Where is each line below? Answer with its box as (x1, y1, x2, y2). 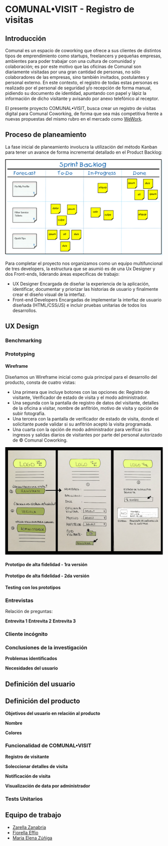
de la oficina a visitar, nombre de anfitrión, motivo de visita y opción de (12, 405, 159, 411)
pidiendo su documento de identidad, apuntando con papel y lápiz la (5, 90, 146, 96)
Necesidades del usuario (5, 665, 58, 671)
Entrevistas (5, 597, 33, 604)
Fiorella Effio (12, 829, 38, 835)
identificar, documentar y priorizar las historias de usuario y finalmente (12, 286, 158, 292)
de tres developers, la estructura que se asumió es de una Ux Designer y (5, 266, 155, 272)
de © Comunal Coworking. (12, 437, 68, 443)
